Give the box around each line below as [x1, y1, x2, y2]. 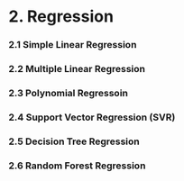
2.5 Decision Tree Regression [8, 135, 141, 148]
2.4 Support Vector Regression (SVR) [8, 111, 176, 123]
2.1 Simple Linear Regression [8, 39, 137, 51]
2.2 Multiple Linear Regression [8, 63, 146, 76]
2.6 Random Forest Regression [8, 159, 146, 172]
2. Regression [8, 6, 115, 27]
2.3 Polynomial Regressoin [8, 86, 128, 99]
